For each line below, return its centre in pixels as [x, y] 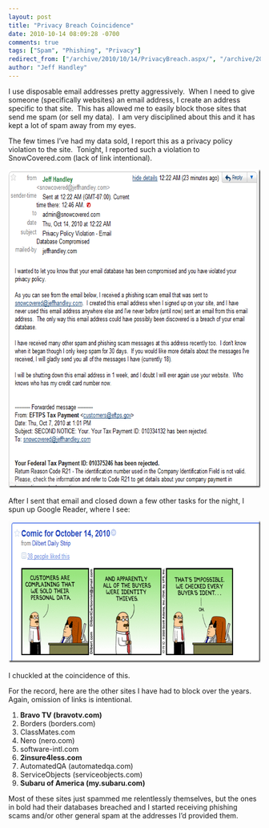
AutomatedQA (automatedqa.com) [76, 766]
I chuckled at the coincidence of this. [69, 675]
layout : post [30, 17]
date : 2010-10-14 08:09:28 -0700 [64, 34]
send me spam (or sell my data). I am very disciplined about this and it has [132, 117]
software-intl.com [49, 749]
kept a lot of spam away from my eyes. [72, 125]
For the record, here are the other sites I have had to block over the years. [130, 691]
